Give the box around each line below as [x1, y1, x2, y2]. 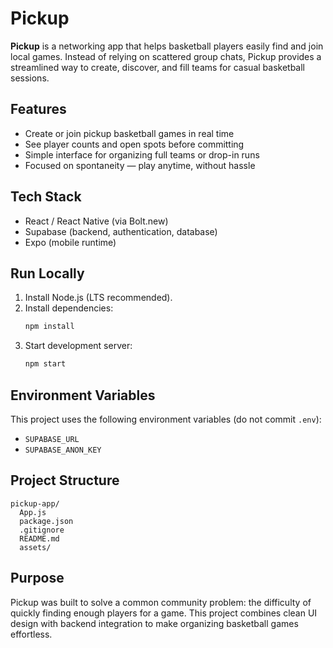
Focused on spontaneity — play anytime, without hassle [24, 159, 256, 171]
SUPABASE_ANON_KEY [24, 445, 102, 455]
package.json [19, 516, 74, 526]
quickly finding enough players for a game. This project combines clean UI [10, 607, 318, 619]
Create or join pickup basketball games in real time [24, 127, 235, 139]
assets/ [19, 542, 52, 552]
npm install [24, 322, 75, 332]
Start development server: [24, 340, 133, 352]
